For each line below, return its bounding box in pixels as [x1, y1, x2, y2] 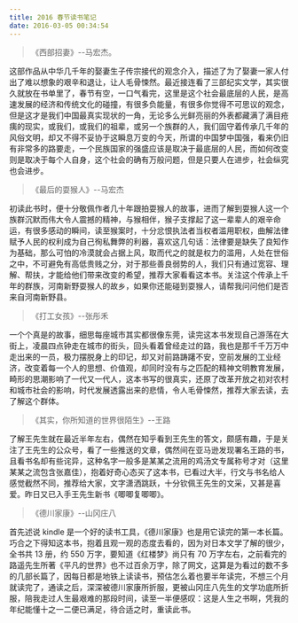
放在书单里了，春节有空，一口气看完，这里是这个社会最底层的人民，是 [24, 88, 281, 98]
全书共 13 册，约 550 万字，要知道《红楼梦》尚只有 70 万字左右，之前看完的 [9, 549, 286, 559]
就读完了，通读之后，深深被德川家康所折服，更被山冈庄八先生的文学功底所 [9, 581, 281, 592]
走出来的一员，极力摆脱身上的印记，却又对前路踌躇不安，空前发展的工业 [9, 351, 273, 362]
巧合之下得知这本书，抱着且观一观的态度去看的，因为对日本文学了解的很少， [9, 537, 289, 548]
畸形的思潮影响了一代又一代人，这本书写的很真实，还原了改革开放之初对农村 [9, 373, 289, 384]
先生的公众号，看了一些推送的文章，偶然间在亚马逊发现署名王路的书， [32, 444, 289, 455]
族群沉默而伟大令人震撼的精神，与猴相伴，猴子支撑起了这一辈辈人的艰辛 [9, 214, 273, 224]
